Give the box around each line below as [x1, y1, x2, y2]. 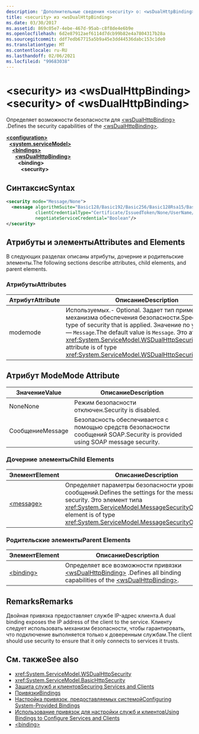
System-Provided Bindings [14, 702, 80, 709]
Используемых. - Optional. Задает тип [65, 305, 175, 314]
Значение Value [15, 388, 62, 396]
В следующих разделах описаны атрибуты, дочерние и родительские [6, 253, 184, 260]
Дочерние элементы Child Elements [6, 455, 114, 464]
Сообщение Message [9, 426, 69, 434]
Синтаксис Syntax [6, 182, 75, 193]
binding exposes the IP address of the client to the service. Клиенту [6, 618, 172, 625]
